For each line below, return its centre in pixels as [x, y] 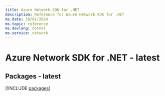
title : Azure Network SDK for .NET [42, 10]
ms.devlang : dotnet [26, 28]
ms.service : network [27, 33]
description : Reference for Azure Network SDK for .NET [65, 14]
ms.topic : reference [27, 24]
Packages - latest [33, 76]
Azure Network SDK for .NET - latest [82, 58]
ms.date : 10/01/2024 [27, 19]
